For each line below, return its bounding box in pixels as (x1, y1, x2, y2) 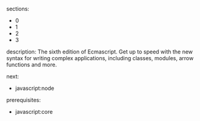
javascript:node (15, 85, 55, 92)
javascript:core (15, 108, 53, 115)
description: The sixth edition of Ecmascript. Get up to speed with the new (6, 48, 193, 55)
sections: (6, 5, 29, 12)
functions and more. (6, 61, 57, 68)
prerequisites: (6, 97, 41, 103)
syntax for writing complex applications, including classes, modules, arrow (6, 55, 194, 61)
